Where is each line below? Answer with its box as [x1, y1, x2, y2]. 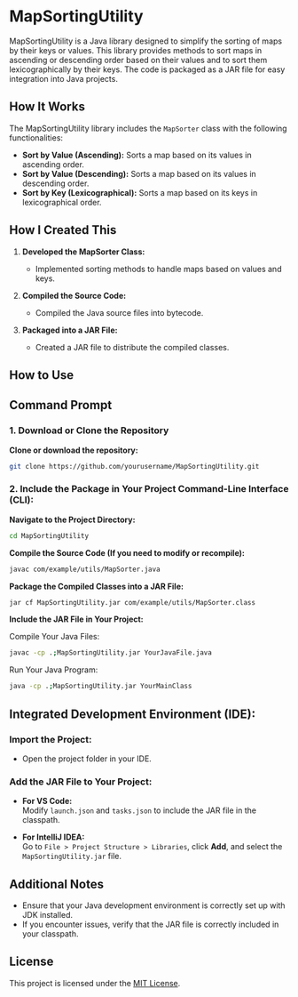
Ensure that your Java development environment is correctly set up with [21, 900, 286, 911]
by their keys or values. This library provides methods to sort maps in [9, 44, 263, 55]
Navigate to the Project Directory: [9, 514, 136, 525]
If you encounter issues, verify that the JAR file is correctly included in [21, 919, 279, 929]
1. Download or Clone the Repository [9, 424, 169, 437]
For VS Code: [21, 796, 73, 807]
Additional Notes [9, 876, 105, 891]
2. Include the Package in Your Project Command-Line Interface [9, 483, 289, 495]
